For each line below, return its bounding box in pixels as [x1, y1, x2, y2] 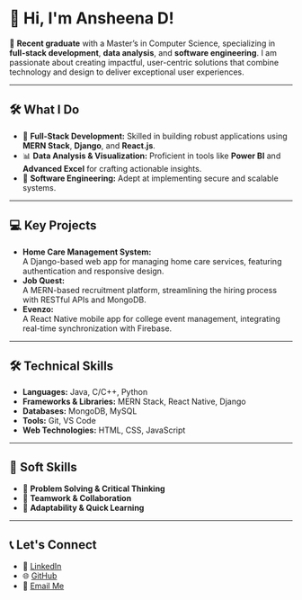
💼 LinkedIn [22, 561, 62, 571]
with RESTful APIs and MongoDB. [22, 294, 147, 305]
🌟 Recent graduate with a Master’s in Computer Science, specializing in [9, 38, 276, 49]
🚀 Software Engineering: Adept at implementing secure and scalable [22, 173, 279, 184]
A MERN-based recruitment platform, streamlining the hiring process [22, 284, 277, 295]
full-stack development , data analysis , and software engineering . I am [9, 47, 277, 58]
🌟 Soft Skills [9, 459, 78, 475]
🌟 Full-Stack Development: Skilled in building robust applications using [22, 130, 288, 141]
